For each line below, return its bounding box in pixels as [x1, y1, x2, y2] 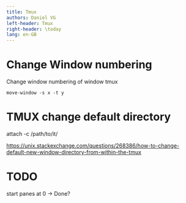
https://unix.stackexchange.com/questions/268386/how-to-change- [6, 142, 180, 149]
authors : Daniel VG [6, 15, 56, 21]
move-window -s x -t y [6, 90, 64, 96]
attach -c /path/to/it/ [6, 130, 58, 137]
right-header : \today [6, 26, 62, 32]
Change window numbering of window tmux [6, 78, 118, 85]
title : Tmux [6, 9, 37, 15]
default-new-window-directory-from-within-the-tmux [6, 149, 142, 155]
